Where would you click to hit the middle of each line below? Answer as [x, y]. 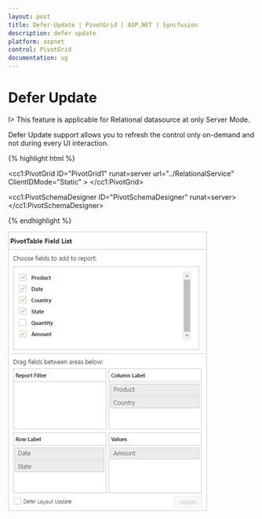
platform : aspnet [36, 42]
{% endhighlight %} [40, 221]
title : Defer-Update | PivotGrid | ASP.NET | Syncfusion [103, 25]
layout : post [29, 16]
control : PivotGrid [40, 50]
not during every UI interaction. [58, 143]
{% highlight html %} [42, 158]
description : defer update [52, 33]
